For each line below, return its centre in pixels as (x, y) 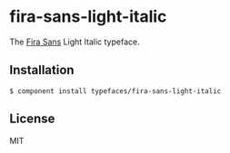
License (32, 119)
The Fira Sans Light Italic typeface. (75, 42)
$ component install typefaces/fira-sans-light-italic (115, 91)
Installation (42, 70)
